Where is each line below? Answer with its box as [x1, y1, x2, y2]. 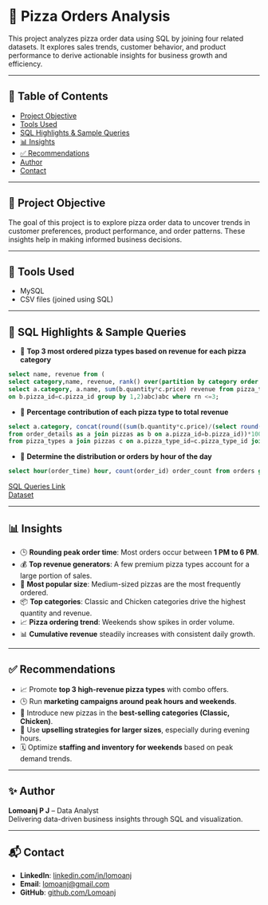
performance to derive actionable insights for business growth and [8, 50, 227, 60]
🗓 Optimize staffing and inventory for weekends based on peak [19, 742, 234, 752]
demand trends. [19, 753, 73, 763]
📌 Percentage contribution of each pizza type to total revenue [19, 407, 229, 417]
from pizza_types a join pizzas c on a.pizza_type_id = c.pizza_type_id [8, 437, 248, 445]
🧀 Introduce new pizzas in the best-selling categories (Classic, [19, 708, 230, 717]
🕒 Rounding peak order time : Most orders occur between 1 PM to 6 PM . [19, 547, 259, 557]
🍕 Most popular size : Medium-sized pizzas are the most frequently [19, 579, 241, 589]
